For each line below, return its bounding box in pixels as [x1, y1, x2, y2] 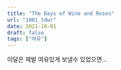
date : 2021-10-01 [7, 23, 57, 30]
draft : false [7, 29, 44, 36]
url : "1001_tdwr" [7, 16, 57, 23]
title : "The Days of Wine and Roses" [7, 10, 115, 17]
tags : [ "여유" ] [7, 36, 48, 43]
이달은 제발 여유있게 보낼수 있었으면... [7, 56, 107, 64]
